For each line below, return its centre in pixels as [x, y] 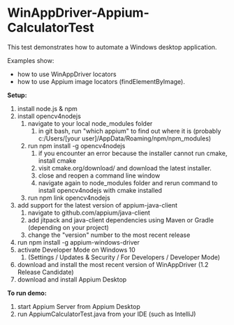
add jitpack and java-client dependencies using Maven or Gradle [121, 220]
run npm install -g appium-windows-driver [78, 242]
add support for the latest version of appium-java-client [97, 205]
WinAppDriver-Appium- [78, 13]
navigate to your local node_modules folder [90, 123]
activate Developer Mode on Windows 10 [76, 250]
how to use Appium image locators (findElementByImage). [101, 81]
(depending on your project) [68, 227]
